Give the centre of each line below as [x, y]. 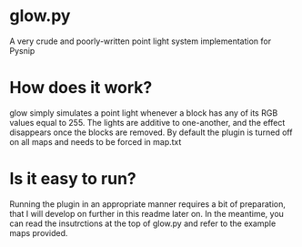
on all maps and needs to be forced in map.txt [96, 141]
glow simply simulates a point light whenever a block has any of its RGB [144, 113]
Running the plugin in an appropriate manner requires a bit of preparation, [148, 204]
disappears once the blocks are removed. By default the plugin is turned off [151, 132]
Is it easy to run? [73, 179]
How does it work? [81, 88]
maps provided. [39, 232]
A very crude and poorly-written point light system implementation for [140, 41]
